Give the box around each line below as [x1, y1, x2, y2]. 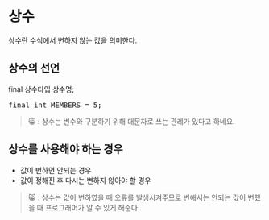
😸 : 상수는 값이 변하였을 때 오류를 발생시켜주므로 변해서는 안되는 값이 [27, 193, 246, 202]
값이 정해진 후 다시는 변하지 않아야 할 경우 [19, 175, 151, 185]
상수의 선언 [8, 61, 60, 75]
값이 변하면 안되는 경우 [19, 165, 92, 175]
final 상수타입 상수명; [8, 84, 75, 93]
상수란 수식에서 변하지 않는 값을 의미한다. [8, 35, 138, 45]
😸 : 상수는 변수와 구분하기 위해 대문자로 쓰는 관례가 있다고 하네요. [27, 116, 235, 126]
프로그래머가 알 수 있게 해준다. [45, 202, 140, 212]
